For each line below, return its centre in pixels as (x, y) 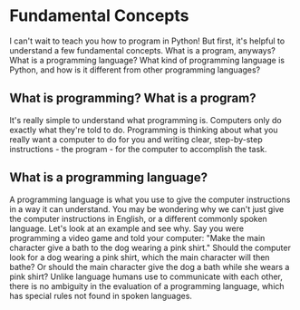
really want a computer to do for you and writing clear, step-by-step (136, 139)
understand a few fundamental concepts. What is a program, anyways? (143, 50)
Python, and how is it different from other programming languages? (135, 70)
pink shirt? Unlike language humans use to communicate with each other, (146, 276)
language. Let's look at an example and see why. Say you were (127, 228)
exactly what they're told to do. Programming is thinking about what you (144, 130)
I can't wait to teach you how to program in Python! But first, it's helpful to (147, 41)
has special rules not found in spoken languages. (101, 295)
